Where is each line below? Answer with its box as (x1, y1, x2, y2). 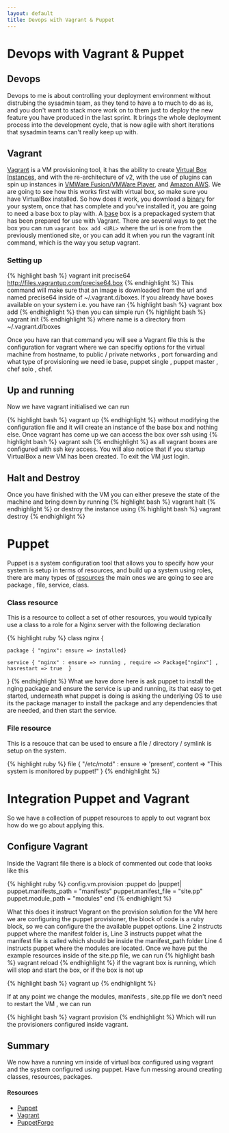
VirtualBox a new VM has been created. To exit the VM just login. (7, 452, 190, 461)
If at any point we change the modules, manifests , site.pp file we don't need (7, 992, 222, 1001)
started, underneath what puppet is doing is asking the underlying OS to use (7, 692, 222, 700)
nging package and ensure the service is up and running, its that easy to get (7, 685, 222, 693)
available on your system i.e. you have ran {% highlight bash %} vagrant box (7, 300, 222, 308)
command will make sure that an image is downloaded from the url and (7, 286, 207, 294)
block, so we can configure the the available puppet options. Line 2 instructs (7, 922, 223, 930)
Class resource (7, 598, 59, 607)
